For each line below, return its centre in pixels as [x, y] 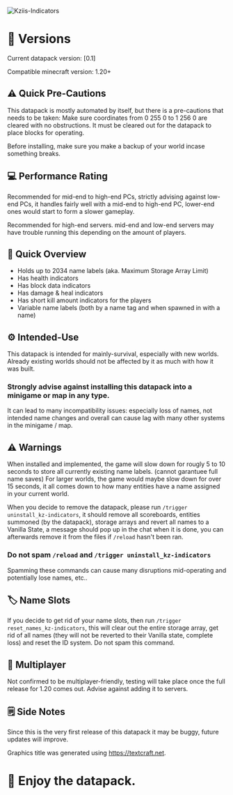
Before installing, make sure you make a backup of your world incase [106, 146]
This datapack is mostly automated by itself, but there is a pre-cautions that [115, 110]
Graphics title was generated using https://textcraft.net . [87, 753]
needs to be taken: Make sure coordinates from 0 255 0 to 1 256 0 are [107, 118]
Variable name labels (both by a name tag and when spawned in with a [119, 308]
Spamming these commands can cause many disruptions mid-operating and [117, 570]
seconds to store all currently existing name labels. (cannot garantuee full [112, 472]
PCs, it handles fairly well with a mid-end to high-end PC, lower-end [117, 204]
